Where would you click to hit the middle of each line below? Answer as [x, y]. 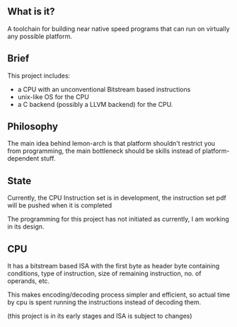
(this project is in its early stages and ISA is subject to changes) [100, 316]
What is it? [31, 12]
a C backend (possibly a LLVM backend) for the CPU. [95, 104]
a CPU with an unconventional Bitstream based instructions [104, 89]
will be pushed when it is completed [60, 205]
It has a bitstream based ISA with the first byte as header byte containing [114, 266]
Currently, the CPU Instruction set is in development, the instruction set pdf [117, 198]
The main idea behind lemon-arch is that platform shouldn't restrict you [111, 144]
